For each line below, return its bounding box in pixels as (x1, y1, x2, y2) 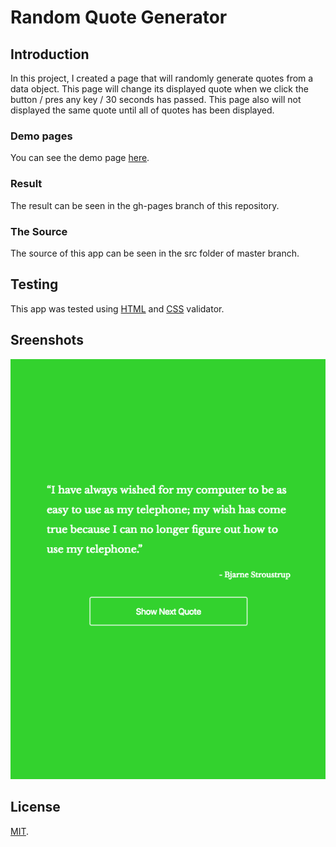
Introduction (10, 46, 90, 63)
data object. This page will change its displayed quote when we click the (10, 83, 309, 95)
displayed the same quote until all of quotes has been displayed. (10, 104, 275, 116)
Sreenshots (10, 332, 84, 349)
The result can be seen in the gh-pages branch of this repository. (10, 199, 280, 211)
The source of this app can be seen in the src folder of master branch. (10, 247, 300, 259)
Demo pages (10, 129, 73, 143)
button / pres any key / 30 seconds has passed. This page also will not (10, 94, 302, 105)
